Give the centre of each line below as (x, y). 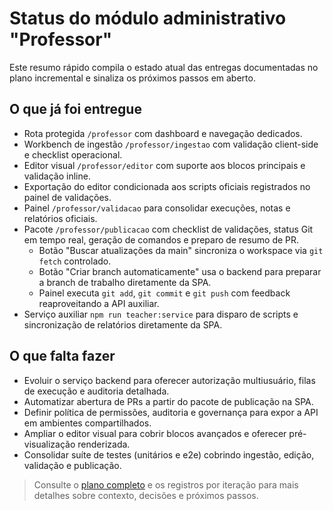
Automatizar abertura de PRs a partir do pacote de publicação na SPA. (168, 401)
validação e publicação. (72, 465)
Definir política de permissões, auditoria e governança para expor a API (171, 412)
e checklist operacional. (73, 154)
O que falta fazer (62, 356)
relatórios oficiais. (60, 218)
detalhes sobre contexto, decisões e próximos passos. (146, 495)
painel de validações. (67, 197)
